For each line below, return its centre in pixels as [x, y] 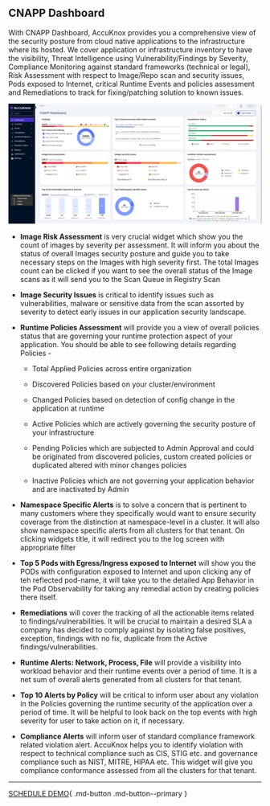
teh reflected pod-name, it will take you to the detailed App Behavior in [137, 580]
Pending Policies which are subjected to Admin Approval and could [143, 448]
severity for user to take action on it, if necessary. [102, 720]
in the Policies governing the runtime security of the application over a [136, 703]
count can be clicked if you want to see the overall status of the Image [136, 270]
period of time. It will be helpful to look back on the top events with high [139, 712]
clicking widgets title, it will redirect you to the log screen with [122, 538]
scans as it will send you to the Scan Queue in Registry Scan [120, 279]
